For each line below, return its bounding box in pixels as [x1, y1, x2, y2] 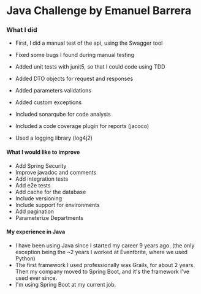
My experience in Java [6, 228, 66, 236]
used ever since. [15, 274, 58, 282]
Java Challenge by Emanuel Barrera [6, 4, 192, 18]
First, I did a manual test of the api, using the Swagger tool [15, 39, 163, 47]
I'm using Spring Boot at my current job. [15, 281, 116, 288]
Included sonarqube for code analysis [15, 111, 112, 118]
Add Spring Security [15, 162, 67, 169]
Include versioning [15, 194, 63, 202]
